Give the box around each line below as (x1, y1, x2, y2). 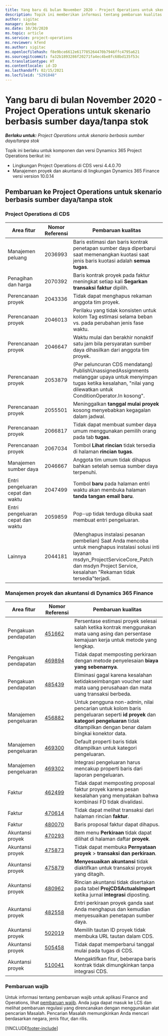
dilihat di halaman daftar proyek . (74, 835, 150, 842)
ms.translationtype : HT (5, 59, 55, 64)
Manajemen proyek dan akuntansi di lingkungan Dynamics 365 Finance (12, 168, 160, 174)
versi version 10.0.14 (12, 173, 54, 179)
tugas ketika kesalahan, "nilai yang (73, 380, 154, 387)
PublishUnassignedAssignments (73, 367, 149, 374)
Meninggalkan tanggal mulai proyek (73, 400, 159, 407)
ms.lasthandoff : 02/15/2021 (5, 68, 64, 73)
